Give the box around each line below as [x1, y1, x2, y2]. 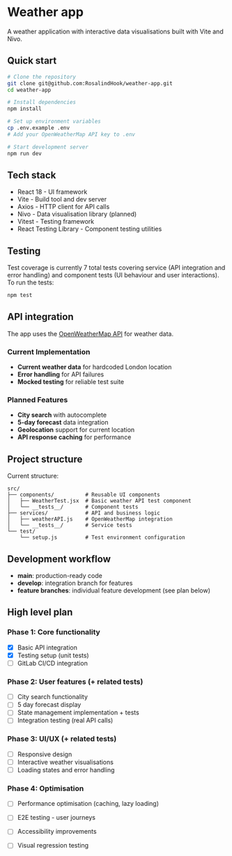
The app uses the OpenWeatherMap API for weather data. [7, 329, 174, 338]
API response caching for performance [17, 433, 132, 441]
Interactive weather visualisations [17, 758, 114, 766]
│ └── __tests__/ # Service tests [7, 522, 132, 529]
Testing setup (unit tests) [17, 651, 89, 659]
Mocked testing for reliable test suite [17, 378, 125, 386]
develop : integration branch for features [17, 579, 133, 588]
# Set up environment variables [7, 118, 101, 125]
